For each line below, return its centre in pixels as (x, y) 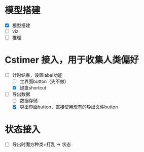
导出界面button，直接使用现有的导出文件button (69, 107)
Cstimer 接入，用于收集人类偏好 (72, 60)
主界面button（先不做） (44, 81)
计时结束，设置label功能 (37, 75)
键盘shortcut (33, 88)
